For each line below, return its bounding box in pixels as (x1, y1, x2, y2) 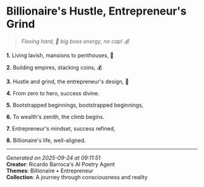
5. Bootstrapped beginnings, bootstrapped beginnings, (6, 101, 144, 109)
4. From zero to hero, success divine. (6, 89, 100, 97)
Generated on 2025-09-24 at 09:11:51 (6, 154, 101, 161)
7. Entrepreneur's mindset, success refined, (6, 124, 115, 132)
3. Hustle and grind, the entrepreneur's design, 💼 (6, 78, 129, 85)
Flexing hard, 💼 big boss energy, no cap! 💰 (21, 38, 129, 45)
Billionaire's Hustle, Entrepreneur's (6, 4, 187, 18)
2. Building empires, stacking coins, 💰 (6, 64, 102, 71)
